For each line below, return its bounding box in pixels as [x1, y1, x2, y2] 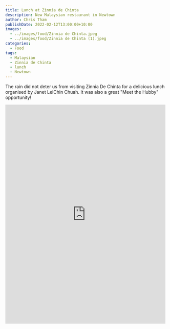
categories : [5, 41, 31, 46]
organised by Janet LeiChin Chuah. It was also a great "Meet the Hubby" [5, 89, 159, 95]
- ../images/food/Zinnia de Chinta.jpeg [10, 31, 97, 36]
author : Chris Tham [5, 17, 47, 22]
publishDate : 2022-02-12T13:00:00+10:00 [5, 22, 93, 27]
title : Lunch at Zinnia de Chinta [5, 7, 79, 13]
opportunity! [5, 94, 32, 100]
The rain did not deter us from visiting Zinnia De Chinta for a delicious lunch [5, 84, 165, 90]
